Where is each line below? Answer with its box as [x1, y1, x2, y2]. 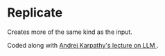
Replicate [7, 5, 63, 21]
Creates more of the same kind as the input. [7, 28, 133, 36]
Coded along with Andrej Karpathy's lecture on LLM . [7, 41, 159, 49]
